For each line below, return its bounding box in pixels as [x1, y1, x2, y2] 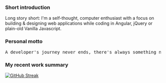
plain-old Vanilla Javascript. [5, 26, 62, 32]
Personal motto [5, 38, 43, 45]
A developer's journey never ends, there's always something [5, 49, 157, 55]
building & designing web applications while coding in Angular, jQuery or [5, 20, 153, 26]
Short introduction [5, 4, 50, 11]
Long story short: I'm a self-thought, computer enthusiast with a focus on [5, 15, 155, 21]
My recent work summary [5, 61, 69, 68]
